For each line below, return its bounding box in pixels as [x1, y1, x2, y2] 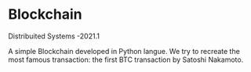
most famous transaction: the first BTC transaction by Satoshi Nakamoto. [8, 55, 244, 64]
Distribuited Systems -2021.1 [8, 31, 100, 41]
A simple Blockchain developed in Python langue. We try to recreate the [8, 46, 241, 56]
